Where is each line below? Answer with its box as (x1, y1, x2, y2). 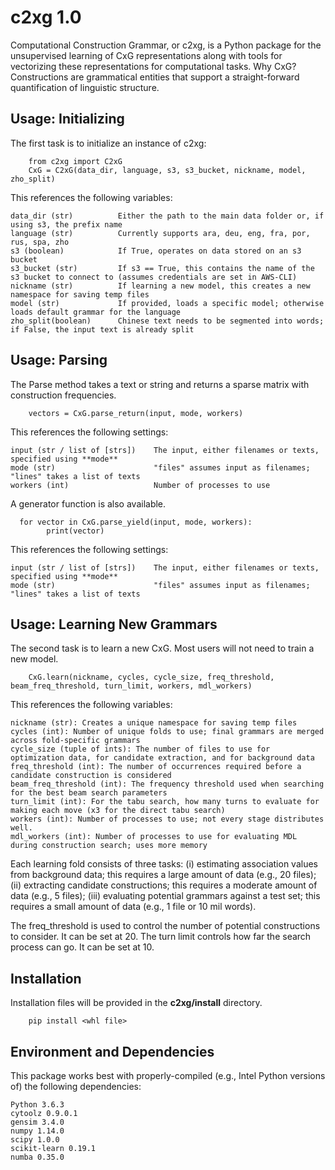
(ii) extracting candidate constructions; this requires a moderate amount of (10, 879, 318, 891)
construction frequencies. (10, 389, 117, 401)
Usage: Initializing (10, 111, 125, 128)
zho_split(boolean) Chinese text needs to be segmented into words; (10, 316, 325, 326)
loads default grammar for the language (10, 307, 182, 317)
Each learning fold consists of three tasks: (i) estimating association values (10, 858, 318, 870)
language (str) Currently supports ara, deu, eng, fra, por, (10, 228, 311, 238)
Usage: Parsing (10, 352, 108, 369)
